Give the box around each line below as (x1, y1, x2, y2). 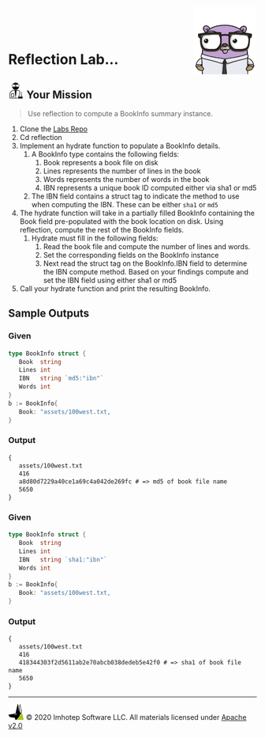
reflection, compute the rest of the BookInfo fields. (19, 225, 184, 234)
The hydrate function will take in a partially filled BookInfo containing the (19, 208, 255, 218)
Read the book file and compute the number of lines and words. (43, 242, 251, 251)
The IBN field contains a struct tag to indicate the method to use (31, 191, 240, 201)
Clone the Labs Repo (19, 124, 88, 134)
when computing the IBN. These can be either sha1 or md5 (31, 200, 218, 209)
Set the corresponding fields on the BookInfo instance (43, 251, 219, 259)
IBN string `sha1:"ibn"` (18, 555, 108, 563)
